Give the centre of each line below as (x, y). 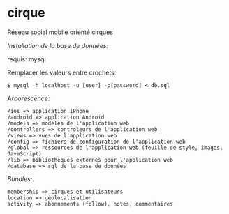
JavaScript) (24, 154)
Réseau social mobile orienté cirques (60, 32)
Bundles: (20, 178)
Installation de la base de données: (58, 45)
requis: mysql (27, 59)
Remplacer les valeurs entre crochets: (62, 72)
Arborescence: (29, 98)
